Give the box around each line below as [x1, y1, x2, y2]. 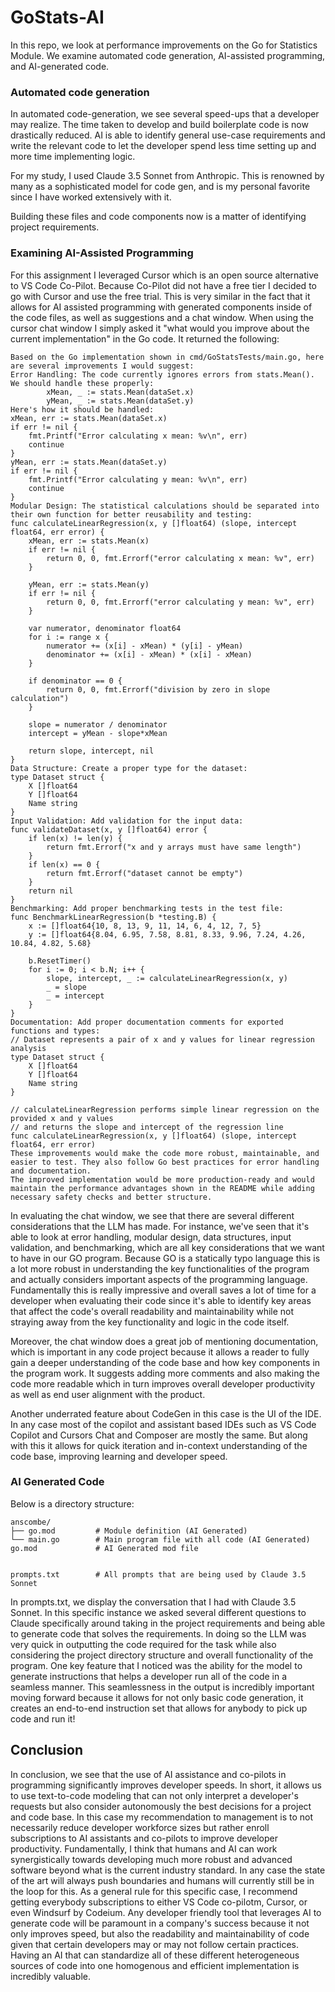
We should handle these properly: [10, 378, 155, 388]
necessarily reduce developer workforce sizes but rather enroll [10, 1821, 270, 1833]
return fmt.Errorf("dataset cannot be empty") [46, 868, 244, 878]
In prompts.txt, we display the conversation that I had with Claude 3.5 [10, 1596, 297, 1608]
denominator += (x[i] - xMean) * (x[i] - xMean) [46, 649, 253, 660]
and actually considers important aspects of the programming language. [10, 1273, 308, 1285]
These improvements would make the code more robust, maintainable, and [10, 1148, 320, 1158]
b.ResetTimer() [28, 956, 92, 966]
